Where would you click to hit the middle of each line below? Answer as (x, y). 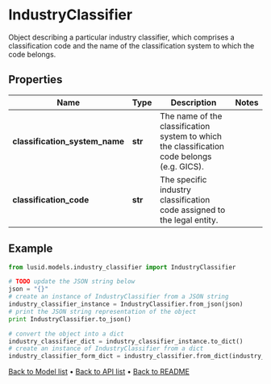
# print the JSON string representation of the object (102, 311)
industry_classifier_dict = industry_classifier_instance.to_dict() (126, 341)
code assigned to (193, 210)
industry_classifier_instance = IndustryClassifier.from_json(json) (126, 304)
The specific (183, 179)
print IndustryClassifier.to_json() (70, 319)
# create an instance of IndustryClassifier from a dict (106, 349)
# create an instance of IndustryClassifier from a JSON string (119, 297)
